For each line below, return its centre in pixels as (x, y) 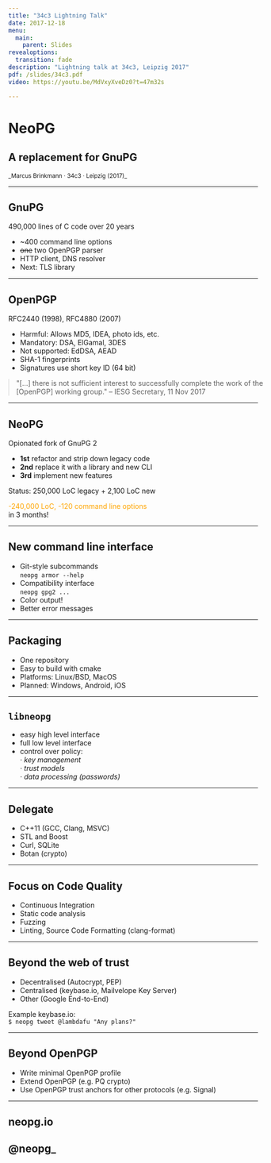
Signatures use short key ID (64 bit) (78, 368)
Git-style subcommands (59, 566)
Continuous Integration (57, 905)
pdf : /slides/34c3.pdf (46, 75)
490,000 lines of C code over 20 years (71, 226)
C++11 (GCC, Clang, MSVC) (65, 828)
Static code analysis (52, 913)
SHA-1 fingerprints (50, 360)
